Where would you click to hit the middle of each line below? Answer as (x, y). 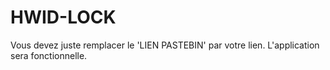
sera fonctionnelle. (49, 55)
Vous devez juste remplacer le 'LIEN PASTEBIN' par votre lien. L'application (165, 45)
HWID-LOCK (63, 17)
